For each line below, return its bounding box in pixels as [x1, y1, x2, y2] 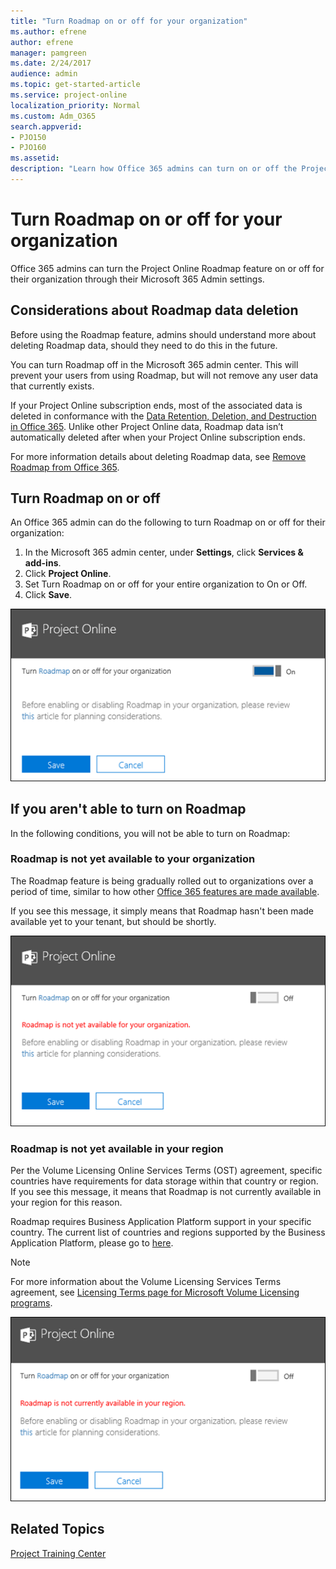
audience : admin [10, 69, 78, 79]
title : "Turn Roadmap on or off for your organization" [10, 16, 248, 26]
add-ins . [24, 557, 62, 569]
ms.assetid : [10, 153, 60, 164]
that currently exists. [10, 380, 95, 392]
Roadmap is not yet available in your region [10, 1142, 224, 1156]
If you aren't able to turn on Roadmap [10, 801, 247, 818]
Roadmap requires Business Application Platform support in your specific [10, 1216, 312, 1228]
